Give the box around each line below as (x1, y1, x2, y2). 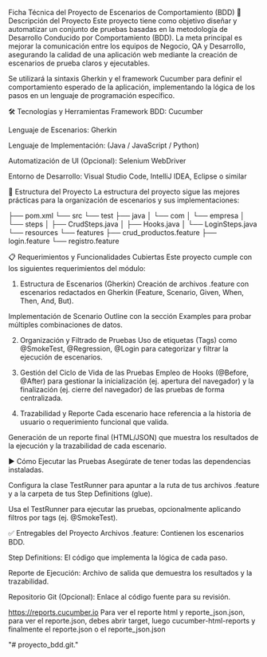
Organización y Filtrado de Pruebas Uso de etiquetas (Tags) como (19, 336, 238, 344)
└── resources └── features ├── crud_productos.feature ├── (8, 228, 217, 237)
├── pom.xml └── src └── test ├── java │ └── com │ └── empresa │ (8, 211, 245, 220)
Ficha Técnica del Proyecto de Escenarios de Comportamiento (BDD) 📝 (8, 8, 241, 17)
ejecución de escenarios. (19, 352, 103, 362)
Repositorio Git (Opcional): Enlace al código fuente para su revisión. (8, 592, 231, 601)
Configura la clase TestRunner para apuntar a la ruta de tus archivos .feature (8, 481, 260, 490)
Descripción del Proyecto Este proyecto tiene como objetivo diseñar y (8, 16, 238, 26)
